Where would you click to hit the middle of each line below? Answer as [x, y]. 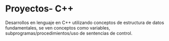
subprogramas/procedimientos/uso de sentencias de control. [69, 33]
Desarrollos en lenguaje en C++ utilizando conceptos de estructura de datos [85, 22]
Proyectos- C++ [40, 9]
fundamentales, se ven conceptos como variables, [58, 27]
